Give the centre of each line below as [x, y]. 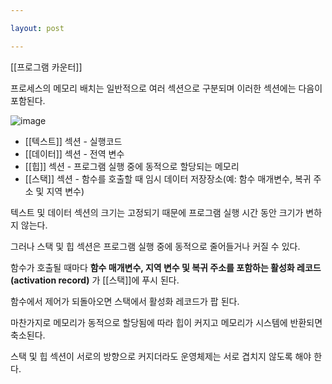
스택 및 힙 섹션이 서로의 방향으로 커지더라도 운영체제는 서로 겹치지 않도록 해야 [161, 356]
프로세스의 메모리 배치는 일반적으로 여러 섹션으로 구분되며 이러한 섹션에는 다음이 [166, 88]
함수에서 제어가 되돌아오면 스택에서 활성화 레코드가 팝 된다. [125, 301]
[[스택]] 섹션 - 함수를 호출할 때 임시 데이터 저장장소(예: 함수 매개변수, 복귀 [168, 178]
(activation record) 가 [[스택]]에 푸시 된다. [95, 280]
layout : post [37, 28]
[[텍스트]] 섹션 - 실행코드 [73, 141]
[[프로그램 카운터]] [46, 67]
